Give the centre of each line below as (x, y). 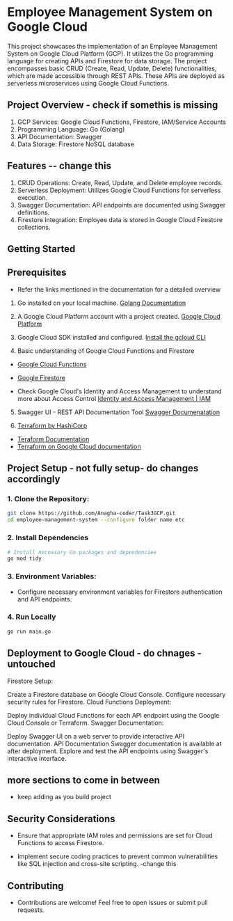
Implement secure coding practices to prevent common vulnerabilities (118, 856)
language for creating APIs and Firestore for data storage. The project (107, 61)
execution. (32, 197)
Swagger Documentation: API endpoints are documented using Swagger (121, 205)
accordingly (34, 479)
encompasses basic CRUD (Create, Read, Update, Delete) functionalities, (112, 68)
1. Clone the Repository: (48, 499)
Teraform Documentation (53, 439)
